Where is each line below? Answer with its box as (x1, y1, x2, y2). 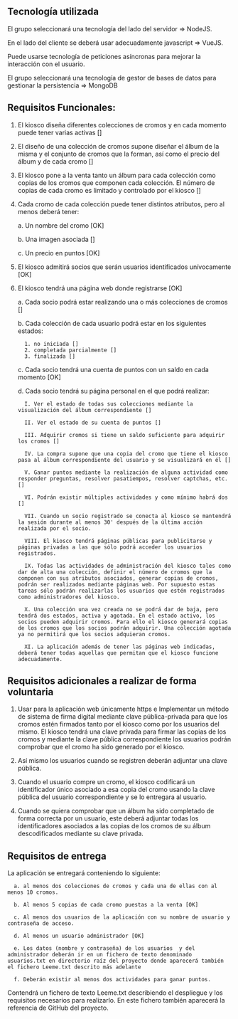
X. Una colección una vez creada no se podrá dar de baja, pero (24, 606, 219, 613)
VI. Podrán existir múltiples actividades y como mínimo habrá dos (24, 494, 229, 501)
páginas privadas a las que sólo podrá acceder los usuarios (17, 544, 203, 551)
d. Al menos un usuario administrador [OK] (13, 932, 144, 940)
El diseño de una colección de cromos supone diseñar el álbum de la (17, 142, 220, 150)
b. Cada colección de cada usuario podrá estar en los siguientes (17, 319, 207, 327)
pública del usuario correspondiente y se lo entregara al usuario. (17, 793, 207, 801)
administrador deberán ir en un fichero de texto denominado (7, 951, 193, 959)
